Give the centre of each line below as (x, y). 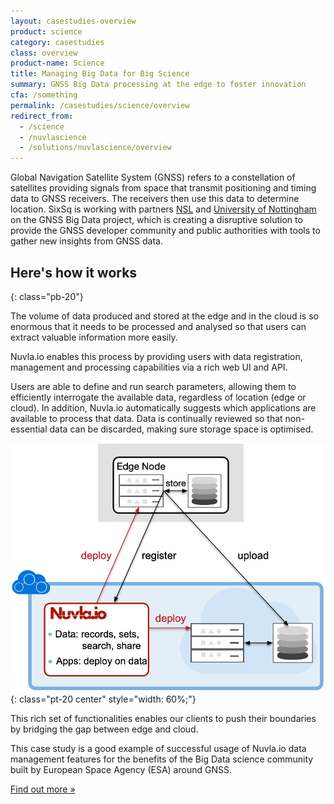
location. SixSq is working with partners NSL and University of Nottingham (163, 209)
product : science (46, 31)
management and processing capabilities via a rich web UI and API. (149, 367)
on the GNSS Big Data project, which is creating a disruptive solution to (156, 220)
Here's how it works (74, 272)
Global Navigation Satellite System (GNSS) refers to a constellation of (153, 177)
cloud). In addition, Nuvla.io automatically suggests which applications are (163, 407)
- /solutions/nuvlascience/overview (95, 148)
